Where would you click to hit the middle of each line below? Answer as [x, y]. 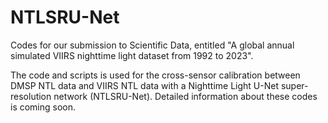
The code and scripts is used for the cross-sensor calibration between [155, 75]
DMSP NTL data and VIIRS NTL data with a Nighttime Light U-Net [144, 85]
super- [294, 85]
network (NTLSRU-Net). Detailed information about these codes [185, 96]
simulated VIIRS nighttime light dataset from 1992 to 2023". [132, 55]
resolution [31, 96]
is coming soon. [43, 107]
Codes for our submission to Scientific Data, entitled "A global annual [152, 45]
